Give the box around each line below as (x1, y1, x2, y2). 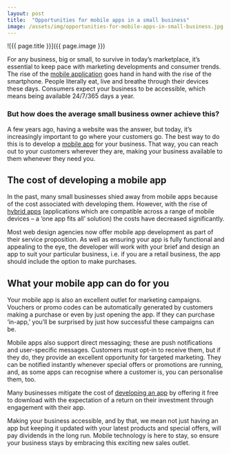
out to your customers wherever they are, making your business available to (7, 146, 223, 155)
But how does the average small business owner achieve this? (7, 109, 220, 119)
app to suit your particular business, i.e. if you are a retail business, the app (7, 250, 221, 258)
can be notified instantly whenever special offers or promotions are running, (7, 361, 223, 369)
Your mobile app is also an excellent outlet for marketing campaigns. (7, 296, 202, 304)
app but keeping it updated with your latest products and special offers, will (7, 424, 222, 433)
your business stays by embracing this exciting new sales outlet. (7, 439, 190, 447)
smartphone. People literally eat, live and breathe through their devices (7, 77, 209, 86)
